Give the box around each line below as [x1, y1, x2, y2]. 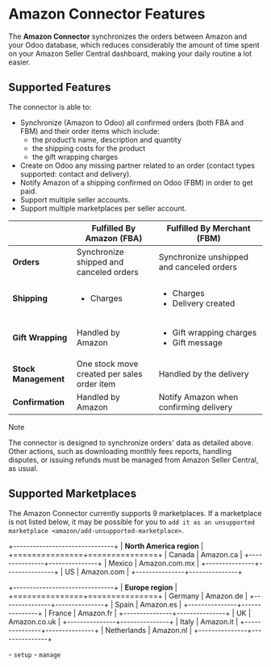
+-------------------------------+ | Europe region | [8, 582, 177, 592]
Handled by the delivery [158, 368, 249, 379]
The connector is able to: [8, 102, 92, 111]
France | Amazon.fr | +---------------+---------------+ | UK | [48, 608, 252, 618]
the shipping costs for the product [31, 143, 146, 153]
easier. [8, 57, 31, 67]
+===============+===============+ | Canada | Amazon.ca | [8, 549, 243, 559]
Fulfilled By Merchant [166, 223, 252, 234]
